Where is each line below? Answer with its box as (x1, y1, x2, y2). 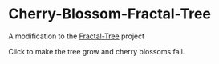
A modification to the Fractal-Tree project (8, 31, 145, 41)
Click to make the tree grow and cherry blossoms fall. (8, 46, 185, 56)
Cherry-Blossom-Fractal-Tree (8, 5, 211, 23)
